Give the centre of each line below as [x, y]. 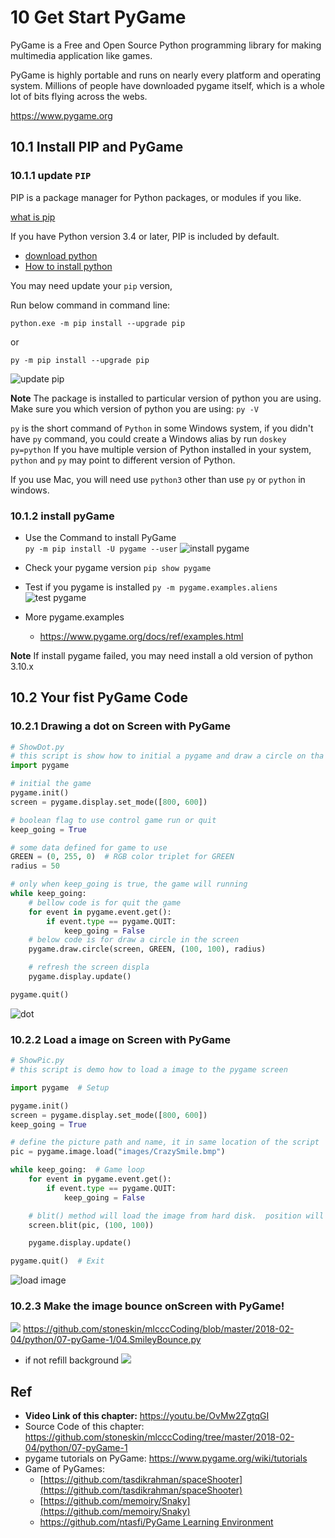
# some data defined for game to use [89, 847]
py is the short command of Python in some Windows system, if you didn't [162, 428]
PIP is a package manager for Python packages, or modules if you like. [156, 197]
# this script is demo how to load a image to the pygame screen [149, 1070]
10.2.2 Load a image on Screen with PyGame [120, 1039]
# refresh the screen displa [89, 967]
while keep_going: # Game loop [77, 1170]
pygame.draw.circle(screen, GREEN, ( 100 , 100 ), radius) [147, 949]
